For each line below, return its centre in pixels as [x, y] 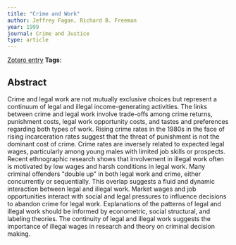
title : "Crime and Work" [44, 14]
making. [19, 234]
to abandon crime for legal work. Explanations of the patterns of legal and [114, 203]
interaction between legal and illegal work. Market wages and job [102, 189]
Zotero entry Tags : [35, 60]
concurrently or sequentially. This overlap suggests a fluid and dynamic [111, 181]
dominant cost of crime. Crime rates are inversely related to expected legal [116, 144]
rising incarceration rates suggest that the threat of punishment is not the [113, 136]
